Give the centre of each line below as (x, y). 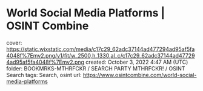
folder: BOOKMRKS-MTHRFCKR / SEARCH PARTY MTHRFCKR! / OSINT (96, 68)
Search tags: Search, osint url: (44, 75)
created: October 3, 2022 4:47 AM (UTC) (137, 62)
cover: (14, 42)
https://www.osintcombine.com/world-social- (140, 75)
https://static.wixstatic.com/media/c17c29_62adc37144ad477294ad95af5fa (101, 49)
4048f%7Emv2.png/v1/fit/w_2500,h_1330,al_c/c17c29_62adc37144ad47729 (101, 55)
